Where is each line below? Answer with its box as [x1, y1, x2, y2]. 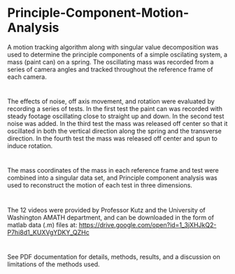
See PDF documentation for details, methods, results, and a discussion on [7, 252, 220, 261]
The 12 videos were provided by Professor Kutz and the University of [7, 206, 206, 214]
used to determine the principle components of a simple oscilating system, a [7, 50, 228, 59]
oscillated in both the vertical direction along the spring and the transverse [7, 127, 222, 136]
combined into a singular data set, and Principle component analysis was [7, 173, 218, 182]
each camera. [7, 72, 47, 81]
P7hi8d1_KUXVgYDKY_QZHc [7, 228, 90, 236]
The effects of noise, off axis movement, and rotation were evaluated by [7, 97, 215, 106]
